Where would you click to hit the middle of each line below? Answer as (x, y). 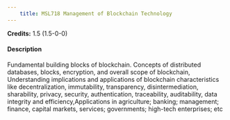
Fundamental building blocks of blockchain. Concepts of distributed (104, 65)
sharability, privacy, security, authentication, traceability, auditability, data (112, 94)
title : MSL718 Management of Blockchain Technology (96, 14)
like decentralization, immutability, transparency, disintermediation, (103, 87)
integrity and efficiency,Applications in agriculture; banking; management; (113, 101)
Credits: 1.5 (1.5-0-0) (38, 33)
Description (25, 49)
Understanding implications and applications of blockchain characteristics (113, 79)
